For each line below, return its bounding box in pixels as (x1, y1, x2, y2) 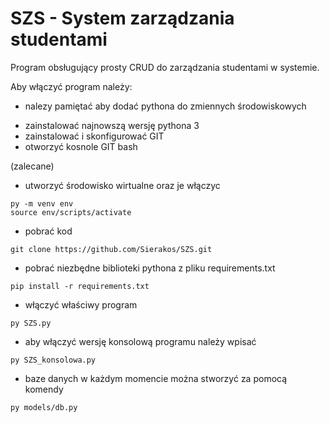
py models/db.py (10, 402, 78, 412)
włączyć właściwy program (24, 298, 138, 311)
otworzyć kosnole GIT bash (24, 140, 138, 152)
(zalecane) (10, 160, 55, 172)
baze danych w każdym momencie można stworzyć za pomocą (24, 372, 288, 384)
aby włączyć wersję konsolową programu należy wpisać (24, 335, 257, 347)
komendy (24, 383, 64, 395)
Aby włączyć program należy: (10, 80, 133, 92)
